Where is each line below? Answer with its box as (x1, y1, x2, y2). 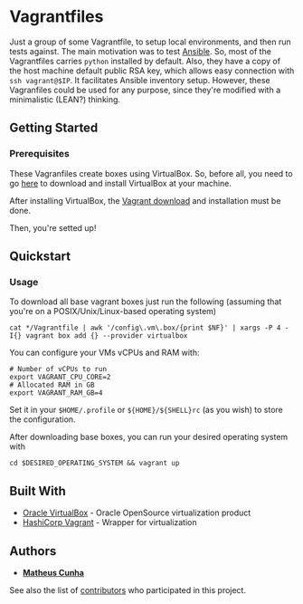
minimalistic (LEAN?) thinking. (9, 93, 120, 105)
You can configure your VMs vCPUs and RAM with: (9, 347, 201, 359)
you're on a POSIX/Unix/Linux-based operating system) (9, 306, 217, 317)
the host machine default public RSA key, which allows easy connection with (9, 65, 295, 76)
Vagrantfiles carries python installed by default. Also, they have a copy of (9, 55, 281, 66)
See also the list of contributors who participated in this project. (9, 584, 247, 595)
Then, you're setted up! (9, 222, 97, 233)
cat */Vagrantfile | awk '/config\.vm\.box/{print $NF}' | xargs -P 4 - (9, 323, 289, 332)
